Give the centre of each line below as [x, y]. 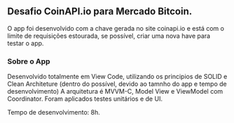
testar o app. [26, 43]
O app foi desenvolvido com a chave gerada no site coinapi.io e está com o [116, 28]
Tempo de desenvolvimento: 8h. [54, 113]
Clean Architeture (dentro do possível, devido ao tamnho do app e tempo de [117, 84]
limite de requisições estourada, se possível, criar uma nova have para [109, 36]
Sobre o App [29, 61]
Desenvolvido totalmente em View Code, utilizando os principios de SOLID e [117, 77]
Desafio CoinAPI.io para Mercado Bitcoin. [100, 12]
